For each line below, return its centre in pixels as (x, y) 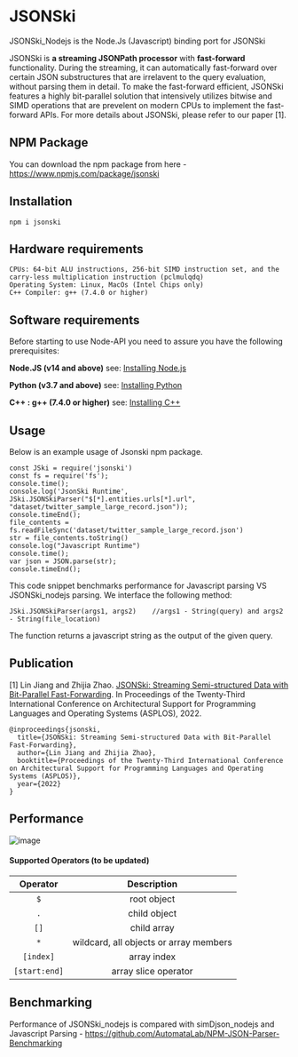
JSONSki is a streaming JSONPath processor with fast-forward (127, 58)
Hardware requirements (76, 249)
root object (153, 899)
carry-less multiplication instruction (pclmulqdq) (106, 277)
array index (152, 957)
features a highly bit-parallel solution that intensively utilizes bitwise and (141, 96)
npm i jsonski (35, 222)
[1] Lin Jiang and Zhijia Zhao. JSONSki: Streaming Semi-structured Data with (149, 685)
